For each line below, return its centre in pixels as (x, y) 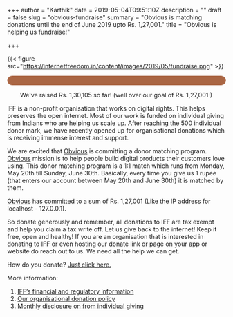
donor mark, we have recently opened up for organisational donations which (116, 130)
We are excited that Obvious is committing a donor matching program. (107, 151)
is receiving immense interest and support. (68, 138)
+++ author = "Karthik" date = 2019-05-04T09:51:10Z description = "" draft (114, 10)
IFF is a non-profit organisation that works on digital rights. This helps (106, 108)
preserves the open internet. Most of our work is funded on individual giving (116, 116)
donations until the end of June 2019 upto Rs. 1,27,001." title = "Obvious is (112, 25)
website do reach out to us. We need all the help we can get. (93, 251)
